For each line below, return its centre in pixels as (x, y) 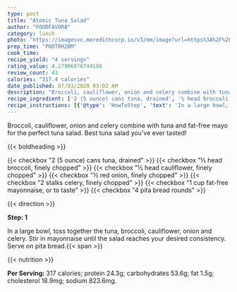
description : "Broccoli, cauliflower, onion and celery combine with (112, 92)
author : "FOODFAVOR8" (39, 27)
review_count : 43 (33, 72)
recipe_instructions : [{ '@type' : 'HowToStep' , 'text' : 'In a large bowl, (118, 106)
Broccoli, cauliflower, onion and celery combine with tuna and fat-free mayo (117, 125)
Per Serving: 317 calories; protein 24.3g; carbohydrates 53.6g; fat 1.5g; (111, 273)
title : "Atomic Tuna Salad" (49, 20)
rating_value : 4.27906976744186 (55, 66)
